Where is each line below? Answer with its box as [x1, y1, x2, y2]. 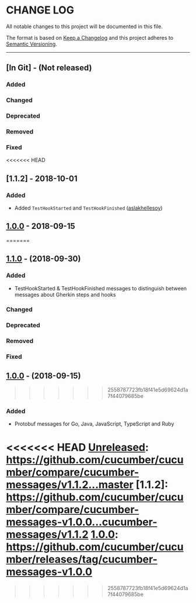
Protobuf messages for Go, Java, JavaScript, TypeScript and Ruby [14, 420, 174, 427]
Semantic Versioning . [6, 40, 57, 47]
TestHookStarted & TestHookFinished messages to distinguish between [14, 285, 187, 292]
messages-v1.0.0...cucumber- [6, 516, 157, 529]
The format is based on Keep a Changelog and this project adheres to [6, 34, 174, 41]
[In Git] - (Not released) [6, 63, 92, 73]
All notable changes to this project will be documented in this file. [6, 23, 163, 30]
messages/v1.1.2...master [6, 478, 134, 492]
